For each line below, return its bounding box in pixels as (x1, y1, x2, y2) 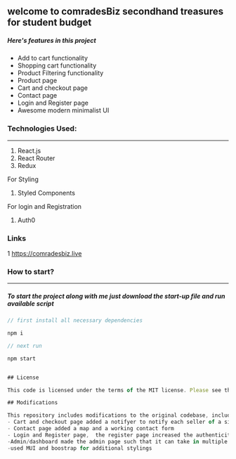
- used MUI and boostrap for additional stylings (7, 444, 152, 452)
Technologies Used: (7, 124, 77, 134)
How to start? (7, 266, 55, 276)
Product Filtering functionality (17, 69, 104, 77)
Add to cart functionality (17, 54, 88, 63)
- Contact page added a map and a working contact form (7, 425, 174, 432)
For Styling (7, 175, 39, 183)
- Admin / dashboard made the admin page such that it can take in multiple (7, 438, 228, 445)
